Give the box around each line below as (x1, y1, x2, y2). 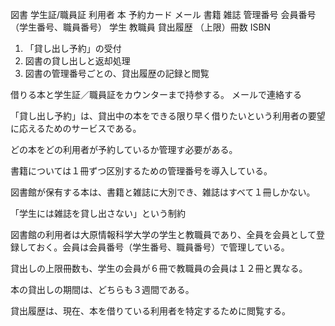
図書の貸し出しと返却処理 (24, 55, 131, 67)
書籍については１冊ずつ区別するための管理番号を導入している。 (10, 165, 273, 177)
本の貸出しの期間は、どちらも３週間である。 (10, 284, 195, 295)
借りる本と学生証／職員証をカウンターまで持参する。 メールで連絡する (10, 89, 302, 100)
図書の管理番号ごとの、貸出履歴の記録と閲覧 (24, 68, 210, 79)
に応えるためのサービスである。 (10, 123, 142, 134)
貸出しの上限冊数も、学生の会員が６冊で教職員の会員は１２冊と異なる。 (10, 263, 308, 274)
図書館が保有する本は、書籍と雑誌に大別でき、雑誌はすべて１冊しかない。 (10, 186, 316, 198)
